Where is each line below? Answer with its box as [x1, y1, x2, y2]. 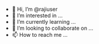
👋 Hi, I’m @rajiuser [11, 6, 58, 12]
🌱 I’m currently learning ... [11, 18, 76, 25]
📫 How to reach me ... [11, 32, 68, 38]
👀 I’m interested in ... [11, 12, 63, 19]
